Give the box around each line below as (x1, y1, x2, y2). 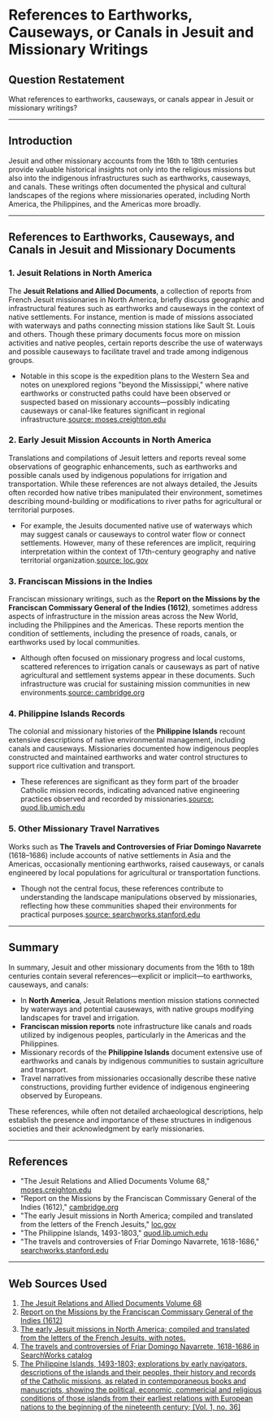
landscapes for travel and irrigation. (19, 1012, 140, 1023)
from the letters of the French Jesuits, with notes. (19, 1333, 186, 1343)
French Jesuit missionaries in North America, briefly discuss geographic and (8, 295, 265, 305)
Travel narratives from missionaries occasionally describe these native (19, 1073, 257, 1083)
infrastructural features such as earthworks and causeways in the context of (8, 303, 264, 313)
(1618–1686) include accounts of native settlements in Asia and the (8, 850, 232, 860)
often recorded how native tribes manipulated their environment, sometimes (8, 487, 262, 497)
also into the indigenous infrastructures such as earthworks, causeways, (8, 173, 252, 182)
